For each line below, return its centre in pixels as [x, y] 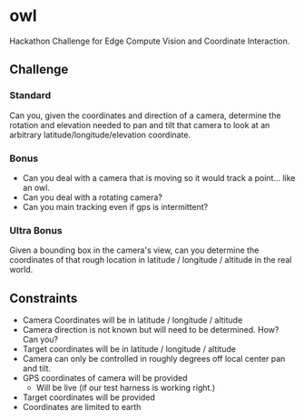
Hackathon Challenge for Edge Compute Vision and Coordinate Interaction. [150, 41]
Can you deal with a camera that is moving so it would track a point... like [159, 177]
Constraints [44, 298]
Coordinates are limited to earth [82, 407]
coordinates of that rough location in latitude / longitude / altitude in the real [151, 260]
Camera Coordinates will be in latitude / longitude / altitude [132, 320]
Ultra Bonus [36, 230]
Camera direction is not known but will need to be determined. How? [151, 330]
